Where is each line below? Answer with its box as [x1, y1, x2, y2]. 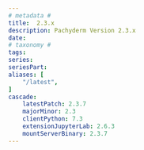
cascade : [8, 93, 37, 101]
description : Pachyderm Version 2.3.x [8, 26, 136, 34]
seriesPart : [8, 63, 47, 71]
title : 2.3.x [8, 19, 55, 27]
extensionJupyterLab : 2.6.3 [22, 122, 115, 130]
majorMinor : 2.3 [22, 108, 77, 116]
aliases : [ [8, 71, 44, 79]
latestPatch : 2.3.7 [22, 100, 87, 108]
